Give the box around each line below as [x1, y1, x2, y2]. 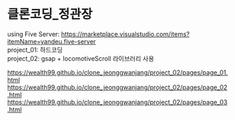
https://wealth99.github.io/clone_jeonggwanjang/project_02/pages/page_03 [7, 98, 228, 106]
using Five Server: [7, 29, 60, 38]
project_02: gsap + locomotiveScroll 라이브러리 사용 [7, 54, 154, 63]
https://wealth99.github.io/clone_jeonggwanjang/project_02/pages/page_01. [7, 68, 228, 77]
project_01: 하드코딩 [7, 45, 63, 54]
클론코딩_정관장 [7, 6, 93, 22]
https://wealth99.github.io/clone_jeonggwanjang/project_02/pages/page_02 [7, 83, 228, 91]
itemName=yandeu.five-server [7, 37, 96, 45]
